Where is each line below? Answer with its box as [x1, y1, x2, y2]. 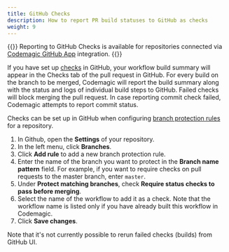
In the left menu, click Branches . [17, 143, 112, 151]
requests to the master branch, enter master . [17, 172, 146, 181]
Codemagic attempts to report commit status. [7, 101, 139, 109]
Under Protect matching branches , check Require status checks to [17, 180, 215, 188]
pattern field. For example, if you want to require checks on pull [17, 165, 202, 174]
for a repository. [7, 122, 54, 130]
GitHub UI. [7, 238, 37, 246]
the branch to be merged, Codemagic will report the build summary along [7, 78, 219, 87]
